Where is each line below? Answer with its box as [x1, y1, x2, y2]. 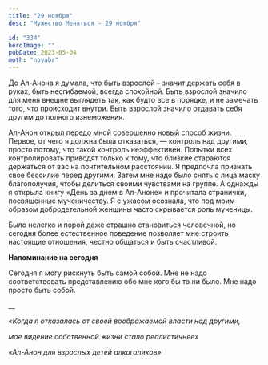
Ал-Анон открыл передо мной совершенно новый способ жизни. [8, 128, 232, 137]
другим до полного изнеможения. [8, 112, 126, 121]
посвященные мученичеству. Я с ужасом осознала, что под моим [8, 196, 236, 205]
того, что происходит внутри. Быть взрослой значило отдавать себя [8, 103, 242, 113]
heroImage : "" [8, 41, 56, 49]
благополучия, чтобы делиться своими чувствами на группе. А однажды [8, 179, 259, 189]
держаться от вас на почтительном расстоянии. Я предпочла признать [8, 162, 253, 171]
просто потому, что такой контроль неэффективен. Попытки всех [8, 145, 233, 154]
